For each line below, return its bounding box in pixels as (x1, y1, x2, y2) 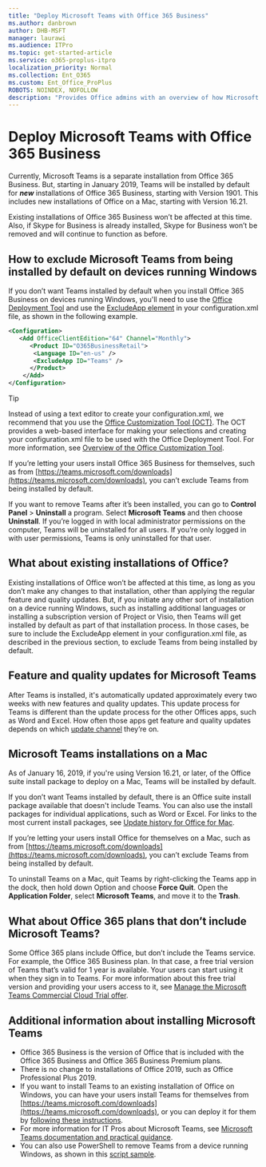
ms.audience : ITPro (8, 42, 73, 50)
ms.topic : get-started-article (8, 49, 113, 57)
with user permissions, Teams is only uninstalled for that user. (8, 533, 212, 543)
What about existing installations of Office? (8, 556, 229, 570)
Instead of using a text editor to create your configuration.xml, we (8, 409, 224, 418)
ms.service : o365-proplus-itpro (8, 57, 116, 65)
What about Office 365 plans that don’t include (8, 914, 247, 928)
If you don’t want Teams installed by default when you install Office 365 (8, 286, 244, 296)
